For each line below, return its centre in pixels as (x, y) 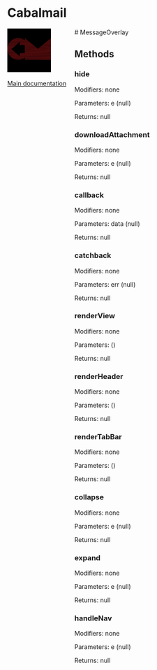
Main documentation (37, 83)
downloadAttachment (112, 134)
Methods (94, 54)
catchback (93, 255)
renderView (95, 316)
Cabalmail (37, 13)
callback (89, 195)
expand (88, 557)
